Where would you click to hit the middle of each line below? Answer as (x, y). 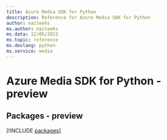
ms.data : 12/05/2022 (32, 34)
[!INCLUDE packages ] (34, 130)
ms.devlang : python (31, 46)
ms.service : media (29, 51)
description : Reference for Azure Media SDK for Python (78, 17)
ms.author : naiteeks (32, 29)
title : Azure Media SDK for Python (51, 12)
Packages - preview (45, 116)
